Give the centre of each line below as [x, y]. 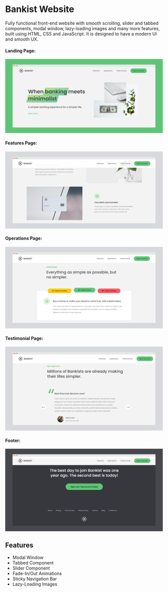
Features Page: [21, 143]
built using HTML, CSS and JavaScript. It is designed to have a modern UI [81, 34]
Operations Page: [24, 238]
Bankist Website [40, 9]
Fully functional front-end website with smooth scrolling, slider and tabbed [82, 23]
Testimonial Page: [24, 338]
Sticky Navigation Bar [35, 578]
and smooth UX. [22, 39]
